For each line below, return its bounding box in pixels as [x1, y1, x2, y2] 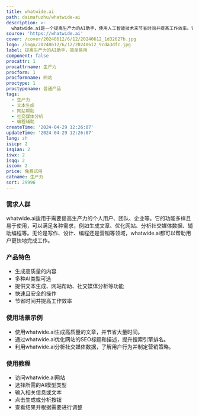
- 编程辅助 [11, 119, 35, 125]
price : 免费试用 [6, 168, 43, 175]
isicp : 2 [6, 140, 28, 147]
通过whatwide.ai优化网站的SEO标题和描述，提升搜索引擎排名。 [14, 335, 169, 343]
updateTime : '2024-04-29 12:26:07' [6, 130, 94, 136]
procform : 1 [6, 69, 36, 75]
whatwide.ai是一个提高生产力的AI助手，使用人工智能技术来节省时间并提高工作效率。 [11, 25, 191, 31]
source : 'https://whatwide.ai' [6, 31, 84, 37]
